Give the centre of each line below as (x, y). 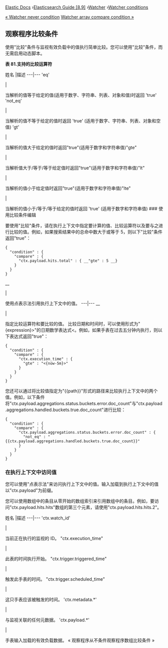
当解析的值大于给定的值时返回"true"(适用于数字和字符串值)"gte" (71, 147)
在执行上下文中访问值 (31, 472)
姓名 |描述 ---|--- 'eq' (27, 74)
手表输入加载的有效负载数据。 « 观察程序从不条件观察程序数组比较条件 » (80, 640)
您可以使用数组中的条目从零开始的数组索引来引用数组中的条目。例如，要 (80, 501)
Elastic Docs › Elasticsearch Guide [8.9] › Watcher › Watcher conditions (77, 7)
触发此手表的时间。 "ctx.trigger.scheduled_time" (55, 579)
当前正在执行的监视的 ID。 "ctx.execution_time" (54, 539)
